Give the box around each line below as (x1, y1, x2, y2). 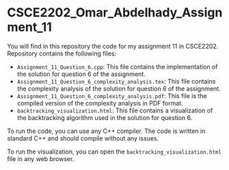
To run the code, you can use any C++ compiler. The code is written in (7, 127, 206, 135)
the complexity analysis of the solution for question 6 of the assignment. (16, 84, 221, 93)
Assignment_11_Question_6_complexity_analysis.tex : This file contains (16, 77, 216, 85)
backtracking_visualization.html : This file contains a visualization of (16, 106, 213, 114)
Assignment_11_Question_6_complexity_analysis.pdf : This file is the (16, 91, 207, 100)
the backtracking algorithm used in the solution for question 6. (16, 113, 193, 121)
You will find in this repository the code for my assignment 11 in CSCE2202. (7, 42, 219, 50)
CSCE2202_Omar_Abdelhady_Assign (7, 5, 223, 21)
